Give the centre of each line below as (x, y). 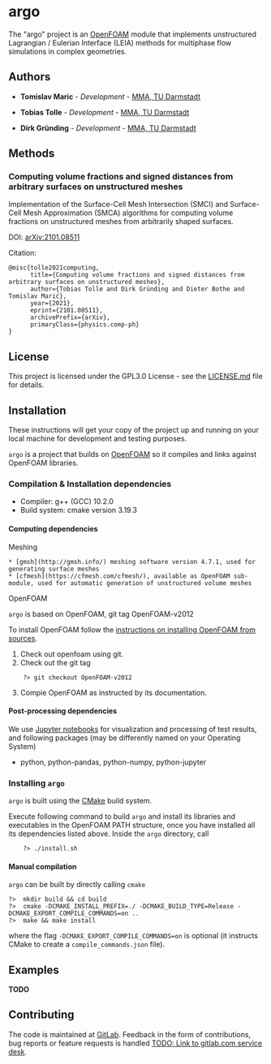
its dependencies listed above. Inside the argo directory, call (109, 834)
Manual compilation (43, 866)
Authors (30, 77)
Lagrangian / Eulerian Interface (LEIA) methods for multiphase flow (120, 42)
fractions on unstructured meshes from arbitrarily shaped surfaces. (121, 222)
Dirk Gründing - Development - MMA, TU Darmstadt (108, 127)
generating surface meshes (54, 569)
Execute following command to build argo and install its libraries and (122, 816)
